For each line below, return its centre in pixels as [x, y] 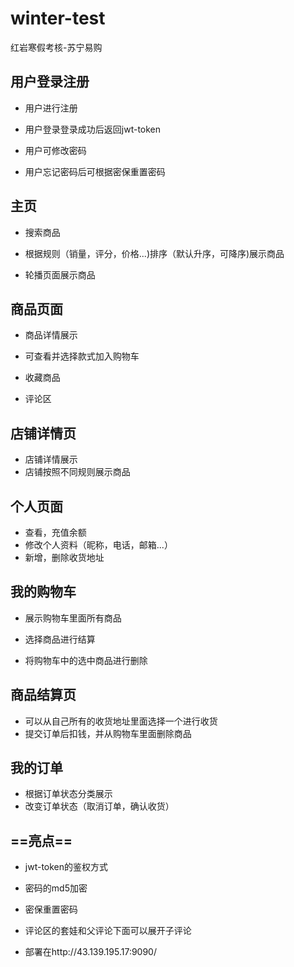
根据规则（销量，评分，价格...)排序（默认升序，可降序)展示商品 [154, 253]
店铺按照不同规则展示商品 [77, 472]
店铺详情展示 [51, 459]
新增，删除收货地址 [64, 557]
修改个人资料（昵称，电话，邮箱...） [98, 545]
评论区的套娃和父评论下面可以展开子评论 [108, 931]
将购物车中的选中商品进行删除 [86, 660]
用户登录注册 [50, 82]
